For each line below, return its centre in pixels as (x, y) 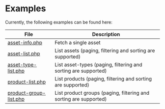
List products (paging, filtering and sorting (103, 79)
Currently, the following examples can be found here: (59, 22)
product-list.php (27, 82)
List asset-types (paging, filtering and (98, 64)
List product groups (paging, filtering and (102, 93)
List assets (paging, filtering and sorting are (105, 51)
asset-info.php (25, 42)
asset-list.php (24, 54)
